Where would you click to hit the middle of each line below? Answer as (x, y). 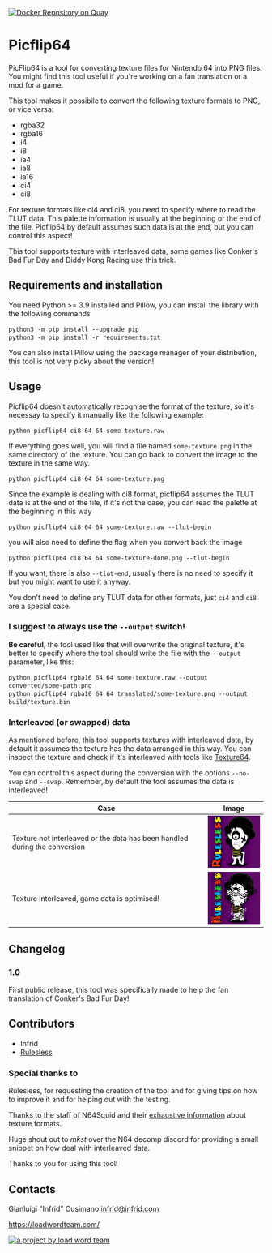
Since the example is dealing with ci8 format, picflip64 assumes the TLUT (132, 494)
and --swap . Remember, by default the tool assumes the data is (130, 782)
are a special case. (40, 606)
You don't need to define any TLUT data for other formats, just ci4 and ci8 (133, 597)
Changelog (37, 949)
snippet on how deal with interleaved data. (79, 1148)
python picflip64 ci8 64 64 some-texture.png (86, 478)
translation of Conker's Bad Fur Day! (69, 998)
